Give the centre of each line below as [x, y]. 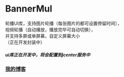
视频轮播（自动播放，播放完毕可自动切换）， [50, 29]
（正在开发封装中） [25, 42]
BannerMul [29, 9]
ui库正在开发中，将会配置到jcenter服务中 [48, 55]
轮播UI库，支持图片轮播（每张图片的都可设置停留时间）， [64, 23]
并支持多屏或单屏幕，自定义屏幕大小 [43, 36]
